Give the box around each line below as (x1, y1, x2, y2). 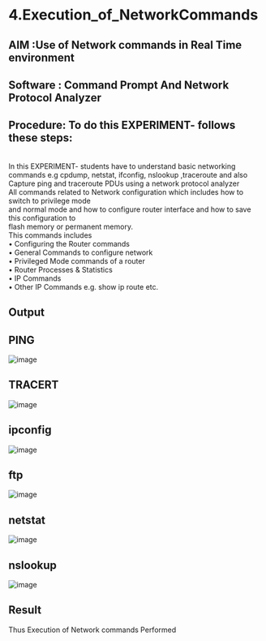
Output (8, 306, 45, 320)
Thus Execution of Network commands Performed (8, 625, 177, 635)
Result (8, 603, 42, 617)
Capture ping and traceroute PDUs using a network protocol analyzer (8, 179, 240, 188)
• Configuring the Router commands (8, 239, 130, 248)
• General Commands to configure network (8, 247, 153, 257)
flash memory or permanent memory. (8, 222, 134, 231)
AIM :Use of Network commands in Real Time (8, 38, 242, 52)
